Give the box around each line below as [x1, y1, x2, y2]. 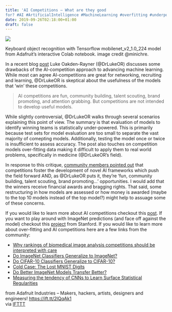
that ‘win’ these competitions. [5, 83, 68, 89]
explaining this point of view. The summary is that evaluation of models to [5, 119, 160, 125]
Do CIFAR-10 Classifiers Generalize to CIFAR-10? [12, 258, 115, 265]
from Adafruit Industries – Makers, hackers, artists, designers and [5, 290, 143, 296]
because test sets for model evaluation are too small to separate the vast [5, 130, 159, 136]
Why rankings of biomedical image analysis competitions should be [12, 242, 155, 248]
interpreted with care [12, 247, 57, 253]
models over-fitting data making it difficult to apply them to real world [5, 146, 152, 153]
